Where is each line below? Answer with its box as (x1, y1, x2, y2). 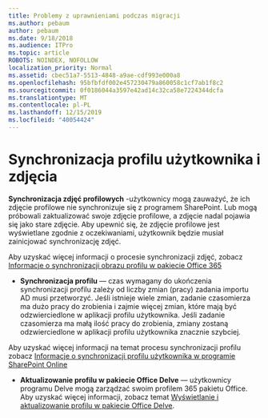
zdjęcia (8, 167, 58, 186)
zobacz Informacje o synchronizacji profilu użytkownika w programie (8, 351, 236, 360)
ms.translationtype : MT (8, 94, 88, 102)
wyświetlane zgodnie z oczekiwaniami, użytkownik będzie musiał (8, 227, 224, 237)
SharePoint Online (8, 360, 68, 369)
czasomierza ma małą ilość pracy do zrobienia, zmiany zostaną (19, 318, 229, 328)
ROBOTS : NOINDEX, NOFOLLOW (8, 57, 98, 65)
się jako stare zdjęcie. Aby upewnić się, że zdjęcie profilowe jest (8, 219, 220, 229)
